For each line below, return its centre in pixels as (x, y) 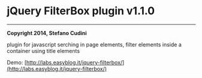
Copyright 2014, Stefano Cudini (47, 33)
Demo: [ (17, 62)
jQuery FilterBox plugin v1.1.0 (81, 11)
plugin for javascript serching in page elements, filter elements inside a (94, 44)
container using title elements (43, 51)
